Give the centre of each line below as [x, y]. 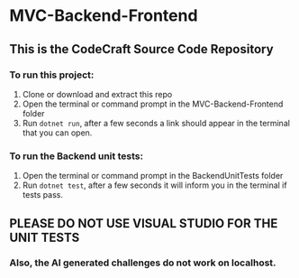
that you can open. [57, 133]
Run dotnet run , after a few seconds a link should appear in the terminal [156, 123]
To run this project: [52, 75]
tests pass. [42, 195]
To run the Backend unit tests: [77, 156]
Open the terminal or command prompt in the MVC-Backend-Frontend [153, 104]
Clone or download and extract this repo [97, 94]
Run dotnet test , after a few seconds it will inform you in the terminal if [154, 185]
